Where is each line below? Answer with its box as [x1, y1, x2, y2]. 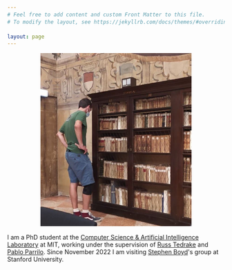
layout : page [7, 33, 45, 40]
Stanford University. [7, 255, 64, 264]
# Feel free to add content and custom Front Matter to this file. [7, 11, 206, 18]
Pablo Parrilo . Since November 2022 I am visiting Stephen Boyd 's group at [7, 248, 219, 256]
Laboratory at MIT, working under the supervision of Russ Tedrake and [7, 240, 209, 249]
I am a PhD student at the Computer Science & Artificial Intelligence [7, 233, 199, 242]
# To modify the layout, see [7, 18, 91, 26]
